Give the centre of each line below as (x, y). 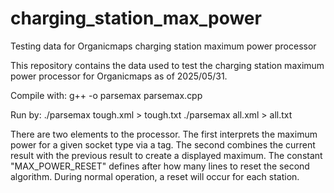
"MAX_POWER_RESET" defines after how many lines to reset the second (160, 166)
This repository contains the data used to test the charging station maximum (167, 65)
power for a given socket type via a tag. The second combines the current (163, 144)
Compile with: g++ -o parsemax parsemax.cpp (106, 95)
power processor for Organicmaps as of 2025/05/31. (119, 76)
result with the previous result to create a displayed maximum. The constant (166, 155)
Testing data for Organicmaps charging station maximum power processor (163, 46)
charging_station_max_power (136, 18)
